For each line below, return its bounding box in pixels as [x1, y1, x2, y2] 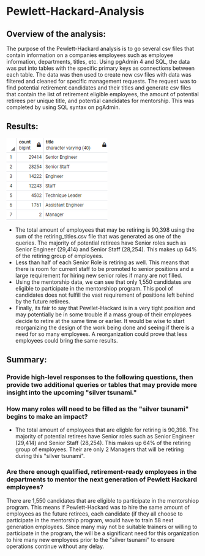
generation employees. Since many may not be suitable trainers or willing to [6, 523, 198, 530]
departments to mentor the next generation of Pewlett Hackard [6, 475, 198, 484]
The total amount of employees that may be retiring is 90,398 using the [15, 226, 195, 234]
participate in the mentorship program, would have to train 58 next [6, 516, 174, 524]
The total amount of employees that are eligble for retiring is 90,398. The [15, 426, 199, 433]
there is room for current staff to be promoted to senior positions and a [15, 265, 194, 272]
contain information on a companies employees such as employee [6, 51, 173, 59]
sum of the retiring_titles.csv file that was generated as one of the [15, 232, 181, 240]
